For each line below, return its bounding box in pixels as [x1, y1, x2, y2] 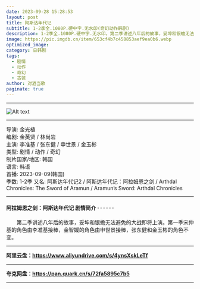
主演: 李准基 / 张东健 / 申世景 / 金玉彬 [6, 140, 97, 147]
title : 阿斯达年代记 [6, 20, 52, 26]
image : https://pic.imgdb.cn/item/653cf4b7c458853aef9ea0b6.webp [6, 36, 171, 42]
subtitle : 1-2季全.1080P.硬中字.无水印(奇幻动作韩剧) [6, 25, 130, 32]
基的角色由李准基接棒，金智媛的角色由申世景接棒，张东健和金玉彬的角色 [6, 227, 183, 234]
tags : [6, 53, 20, 59]
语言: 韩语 [6, 163, 30, 170]
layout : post [6, 14, 39, 20]
